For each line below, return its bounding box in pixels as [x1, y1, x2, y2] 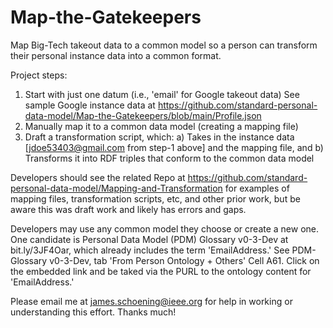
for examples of [224, 182, 290, 194]
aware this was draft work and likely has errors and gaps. [10, 203, 247, 215]
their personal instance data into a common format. [10, 49, 222, 61]
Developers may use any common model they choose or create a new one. [10, 222, 320, 235]
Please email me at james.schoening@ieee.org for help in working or [10, 295, 293, 307]
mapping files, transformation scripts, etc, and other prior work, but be [10, 192, 301, 205]
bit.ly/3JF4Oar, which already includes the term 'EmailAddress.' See [10, 244, 290, 256]
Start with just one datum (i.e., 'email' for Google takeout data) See [24, 88, 300, 100]
